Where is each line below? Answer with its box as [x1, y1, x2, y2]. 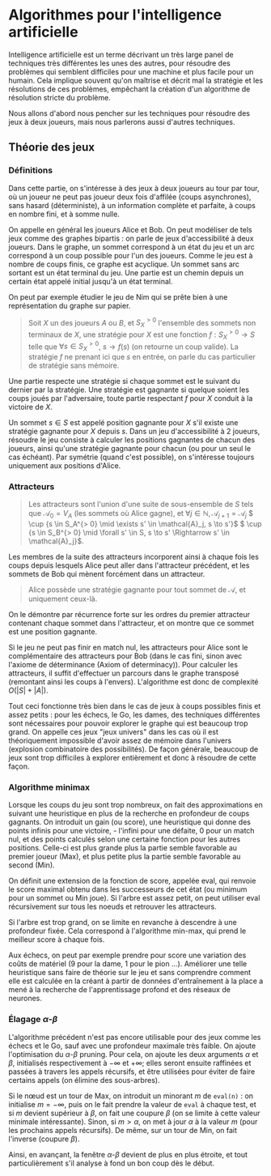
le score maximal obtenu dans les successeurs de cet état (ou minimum [8, 884, 248, 894]
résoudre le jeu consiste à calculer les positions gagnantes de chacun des [8, 435, 256, 445]
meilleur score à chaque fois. [8, 935, 105, 944]
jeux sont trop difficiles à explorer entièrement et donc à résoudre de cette [8, 753, 256, 763]
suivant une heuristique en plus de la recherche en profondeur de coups [8, 808, 250, 819]
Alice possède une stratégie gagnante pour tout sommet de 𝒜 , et [28, 585, 247, 594]
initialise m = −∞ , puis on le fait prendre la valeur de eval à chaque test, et [8, 1099, 256, 1109]
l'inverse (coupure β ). [8, 1134, 80, 1144]
